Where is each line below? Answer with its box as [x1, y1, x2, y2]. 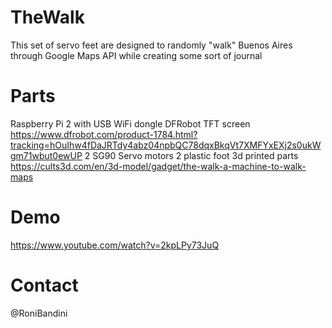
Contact [10, 274, 79, 296]
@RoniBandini [10, 307, 68, 319]
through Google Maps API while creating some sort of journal [10, 49, 263, 61]
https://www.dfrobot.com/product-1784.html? [10, 128, 198, 140]
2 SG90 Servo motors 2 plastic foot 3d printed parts [84, 149, 299, 161]
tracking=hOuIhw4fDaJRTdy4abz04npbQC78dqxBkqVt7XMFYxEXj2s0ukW [10, 139, 322, 151]
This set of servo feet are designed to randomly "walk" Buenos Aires [10, 39, 293, 51]
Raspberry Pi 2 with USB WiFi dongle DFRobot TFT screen [10, 117, 251, 130]
